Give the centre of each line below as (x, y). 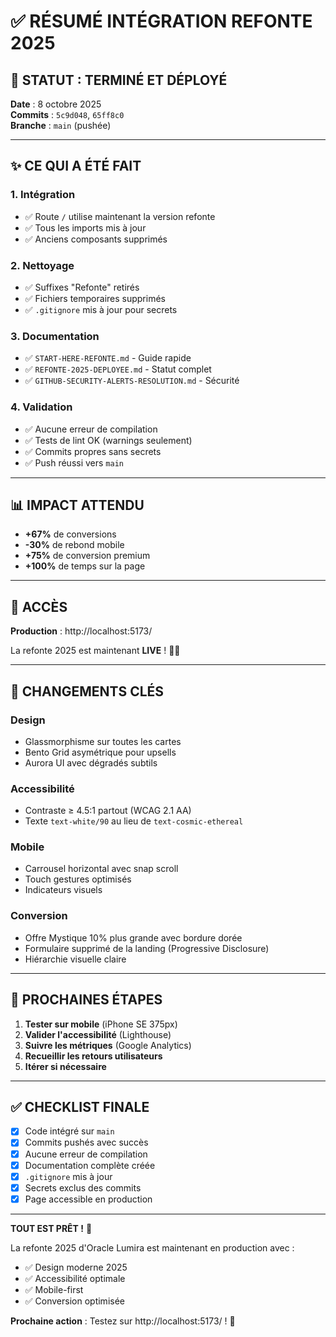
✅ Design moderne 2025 (76, 1267)
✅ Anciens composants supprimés (96, 239)
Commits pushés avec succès (86, 1142)
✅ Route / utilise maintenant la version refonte (120, 216)
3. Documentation (55, 336)
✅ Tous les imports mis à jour (85, 227)
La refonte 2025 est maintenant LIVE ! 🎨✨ (95, 651)
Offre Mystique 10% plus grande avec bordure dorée (133, 937)
